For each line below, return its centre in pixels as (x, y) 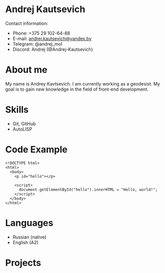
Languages (29, 223)
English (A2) (25, 242)
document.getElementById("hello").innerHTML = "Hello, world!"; (88, 189)
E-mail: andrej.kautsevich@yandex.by (52, 38)
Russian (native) (29, 237)
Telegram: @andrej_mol (37, 44)
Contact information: (27, 23)
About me (26, 70)
